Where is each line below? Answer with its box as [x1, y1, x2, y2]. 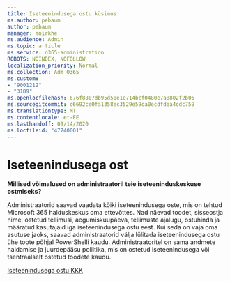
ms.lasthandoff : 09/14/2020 [7, 120, 89, 128]
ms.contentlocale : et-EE [7, 114, 79, 121]
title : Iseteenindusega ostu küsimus [7, 10, 117, 17]
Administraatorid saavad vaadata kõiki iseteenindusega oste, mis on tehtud [7, 201, 222, 209]
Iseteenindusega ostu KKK [7, 266, 84, 275]
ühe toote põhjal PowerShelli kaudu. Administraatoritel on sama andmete [7, 238, 216, 246]
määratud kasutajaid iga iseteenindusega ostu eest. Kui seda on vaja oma [7, 223, 218, 231]
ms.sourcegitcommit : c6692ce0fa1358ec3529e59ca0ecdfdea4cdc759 [7, 101, 195, 108]
